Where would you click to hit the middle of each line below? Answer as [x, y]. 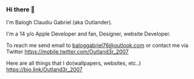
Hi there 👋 [21, 10]
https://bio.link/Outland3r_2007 [44, 69]
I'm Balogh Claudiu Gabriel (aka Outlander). [59, 23]
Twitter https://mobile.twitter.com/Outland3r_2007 [67, 52]
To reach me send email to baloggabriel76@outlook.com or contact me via [97, 45]
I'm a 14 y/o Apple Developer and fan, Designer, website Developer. [88, 34]
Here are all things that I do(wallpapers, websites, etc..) [74, 63]
